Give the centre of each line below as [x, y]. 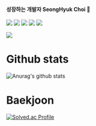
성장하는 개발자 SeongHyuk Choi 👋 [48, 9]
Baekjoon [30, 100]
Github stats [37, 59]
